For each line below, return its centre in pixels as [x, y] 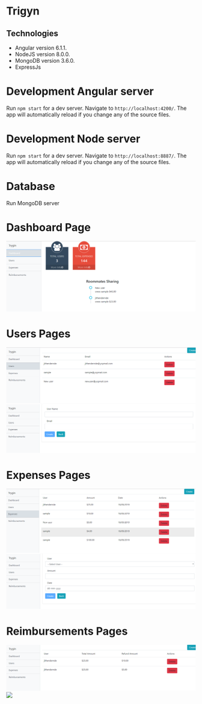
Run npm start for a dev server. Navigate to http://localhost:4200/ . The [96, 108]
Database [31, 187]
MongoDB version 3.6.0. [45, 61]
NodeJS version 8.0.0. [42, 54]
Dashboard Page [49, 227]
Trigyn [23, 11]
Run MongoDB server [33, 203]
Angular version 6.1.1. [41, 48]
